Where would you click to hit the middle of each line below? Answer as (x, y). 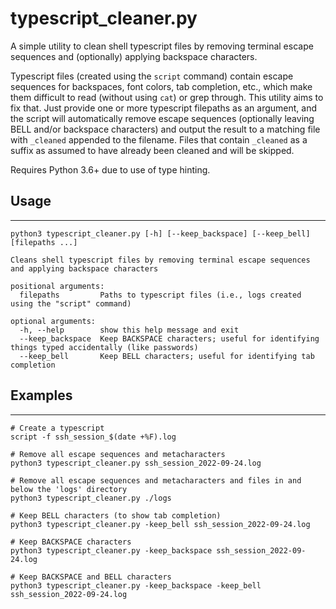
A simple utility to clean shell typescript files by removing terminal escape (162, 46)
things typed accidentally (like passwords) (104, 347)
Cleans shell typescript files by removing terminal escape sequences (160, 260)
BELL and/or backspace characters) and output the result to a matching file (165, 129)
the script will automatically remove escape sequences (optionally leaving (162, 118)
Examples (41, 395)
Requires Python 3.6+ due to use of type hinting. (110, 169)
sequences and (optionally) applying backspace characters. (134, 56)
